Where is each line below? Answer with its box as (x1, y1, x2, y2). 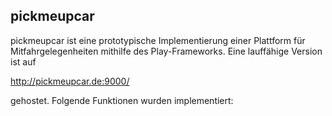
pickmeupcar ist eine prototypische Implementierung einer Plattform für (10, 34, 306, 46)
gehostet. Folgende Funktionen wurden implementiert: (10, 94, 234, 106)
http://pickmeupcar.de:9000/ (10, 75, 130, 87)
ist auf (10, 55, 37, 68)
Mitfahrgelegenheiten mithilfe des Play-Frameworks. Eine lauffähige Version (10, 45, 323, 57)
